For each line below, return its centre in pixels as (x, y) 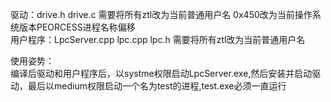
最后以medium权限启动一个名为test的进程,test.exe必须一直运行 (157, 86)
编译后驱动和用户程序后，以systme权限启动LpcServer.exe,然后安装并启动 (161, 73)
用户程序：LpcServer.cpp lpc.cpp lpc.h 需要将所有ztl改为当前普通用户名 (158, 39)
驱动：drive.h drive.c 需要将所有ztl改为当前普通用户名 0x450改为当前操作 (161, 14)
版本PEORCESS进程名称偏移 (77, 27)
